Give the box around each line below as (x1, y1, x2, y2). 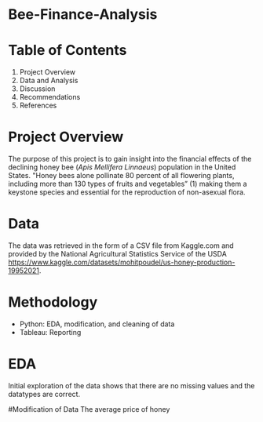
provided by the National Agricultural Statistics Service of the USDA (8, 249, 228, 258)
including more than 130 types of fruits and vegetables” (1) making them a (8, 179, 247, 189)
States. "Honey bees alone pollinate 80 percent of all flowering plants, (8, 171, 235, 180)
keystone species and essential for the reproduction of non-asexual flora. (8, 187, 246, 197)
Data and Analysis (19, 76, 79, 85)
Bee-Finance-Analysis (8, 5, 158, 24)
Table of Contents (8, 42, 127, 60)
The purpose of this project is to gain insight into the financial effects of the (8, 155, 252, 164)
